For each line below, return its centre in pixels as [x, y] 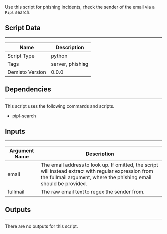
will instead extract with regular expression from [97, 171]
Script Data [23, 28]
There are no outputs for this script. [42, 226]
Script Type [21, 56]
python [59, 56]
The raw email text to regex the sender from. [92, 192]
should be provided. [64, 184]
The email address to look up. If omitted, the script [99, 165]
